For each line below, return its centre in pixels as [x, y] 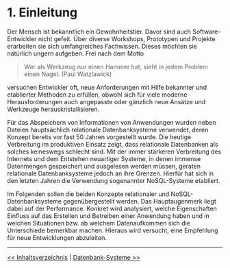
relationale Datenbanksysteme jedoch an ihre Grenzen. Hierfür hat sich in [111, 173]
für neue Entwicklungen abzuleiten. [57, 237]
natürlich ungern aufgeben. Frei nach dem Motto [76, 53]
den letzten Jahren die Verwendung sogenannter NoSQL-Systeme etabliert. [114, 180]
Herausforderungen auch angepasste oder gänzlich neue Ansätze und [106, 101]
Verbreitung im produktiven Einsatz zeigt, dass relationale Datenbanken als [113, 144]
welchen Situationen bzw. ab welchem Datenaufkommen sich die [99, 223]
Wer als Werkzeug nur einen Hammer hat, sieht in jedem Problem [116, 66]
